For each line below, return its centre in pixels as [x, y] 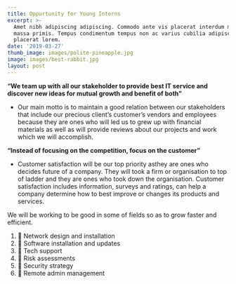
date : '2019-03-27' [36, 46]
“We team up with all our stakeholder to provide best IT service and [108, 86]
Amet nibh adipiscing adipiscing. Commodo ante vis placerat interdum [119, 27]
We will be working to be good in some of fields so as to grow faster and [112, 215]
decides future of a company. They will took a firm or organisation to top [122, 171]
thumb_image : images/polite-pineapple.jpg [70, 53]
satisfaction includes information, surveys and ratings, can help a [112, 186]
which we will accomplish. [55, 137]
